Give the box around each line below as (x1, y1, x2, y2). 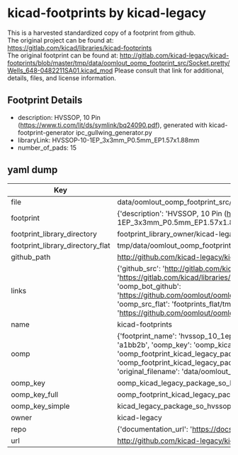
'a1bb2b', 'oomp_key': (116, 339, 192, 349)
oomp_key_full (11, 389, 59, 399)
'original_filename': (116, 366, 181, 376)
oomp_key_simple (11, 401, 70, 411)
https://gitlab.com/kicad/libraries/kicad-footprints (7, 43, 152, 52)
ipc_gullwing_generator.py (75, 128, 152, 136)
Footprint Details (7, 94, 83, 106)
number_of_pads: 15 (17, 143, 76, 152)
